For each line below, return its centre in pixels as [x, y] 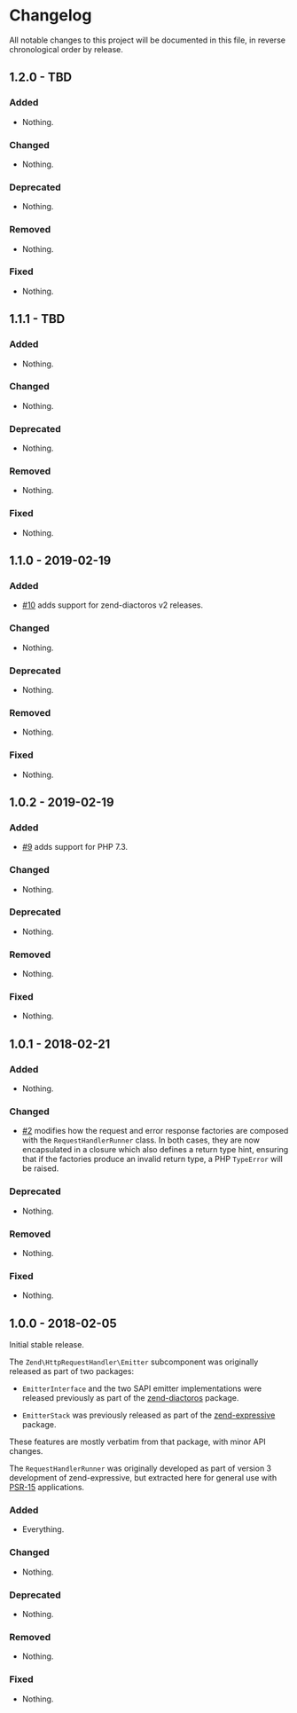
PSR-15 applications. [47, 1488]
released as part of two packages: [72, 1371]
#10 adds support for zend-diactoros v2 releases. [113, 605]
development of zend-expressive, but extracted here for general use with [143, 1478]
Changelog [51, 16]
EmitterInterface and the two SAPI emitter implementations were [142, 1388]
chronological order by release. [66, 49]
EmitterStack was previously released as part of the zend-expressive [148, 1415]
